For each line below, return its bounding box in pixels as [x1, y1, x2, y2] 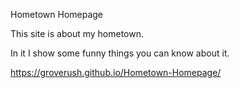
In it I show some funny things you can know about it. [10, 47, 230, 59]
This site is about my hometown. [10, 28, 145, 39]
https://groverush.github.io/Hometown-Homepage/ [10, 67, 222, 78]
